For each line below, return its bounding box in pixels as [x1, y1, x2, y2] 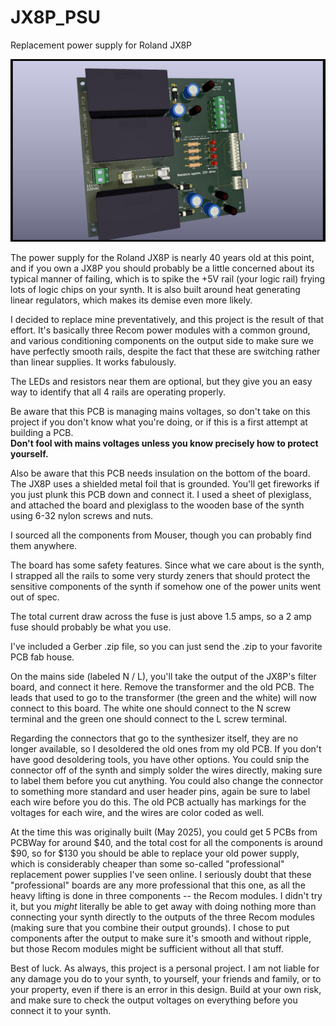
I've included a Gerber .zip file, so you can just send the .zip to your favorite [10, 641, 323, 653]
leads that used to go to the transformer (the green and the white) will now [10, 692, 317, 704]
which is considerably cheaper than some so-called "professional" [10, 858, 285, 870]
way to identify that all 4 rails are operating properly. [10, 386, 227, 398]
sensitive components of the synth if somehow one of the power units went [10, 581, 322, 593]
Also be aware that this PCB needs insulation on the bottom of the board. [10, 467, 311, 480]
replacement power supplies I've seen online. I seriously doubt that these [10, 869, 312, 881]
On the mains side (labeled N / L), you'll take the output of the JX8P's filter [10, 671, 317, 683]
